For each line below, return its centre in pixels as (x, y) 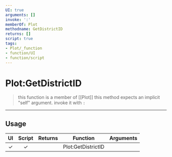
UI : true (15, 10)
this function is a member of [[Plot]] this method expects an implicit (89, 97)
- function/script (25, 58)
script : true (19, 39)
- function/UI (20, 53)
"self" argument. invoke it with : (51, 103)
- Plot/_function (24, 48)
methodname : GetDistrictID (34, 29)
